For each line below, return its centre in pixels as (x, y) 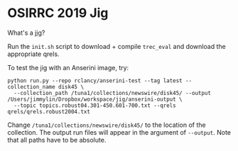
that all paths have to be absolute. (57, 140)
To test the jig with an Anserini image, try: (68, 67)
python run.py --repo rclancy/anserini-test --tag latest (95, 80)
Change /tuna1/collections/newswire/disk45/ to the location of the (107, 125)
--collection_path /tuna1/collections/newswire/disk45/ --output (113, 93)
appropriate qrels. (33, 54)
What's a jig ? (26, 33)
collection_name (31, 86)
